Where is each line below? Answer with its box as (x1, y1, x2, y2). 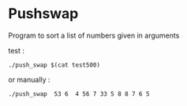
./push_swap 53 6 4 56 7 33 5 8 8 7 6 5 (8, 90, 150, 98)
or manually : (8, 75, 50, 84)
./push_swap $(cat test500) (8, 60, 101, 69)
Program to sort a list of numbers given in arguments (8, 31, 180, 40)
